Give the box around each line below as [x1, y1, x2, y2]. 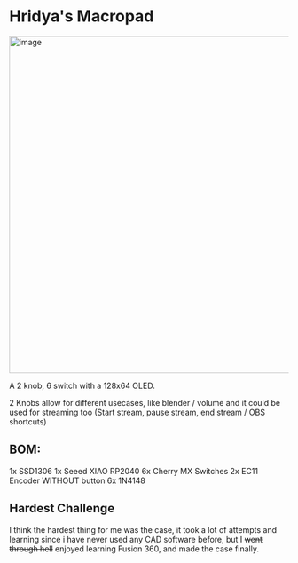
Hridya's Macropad [9, 6, 154, 27]
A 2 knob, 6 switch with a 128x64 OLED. [9, 380, 155, 391]
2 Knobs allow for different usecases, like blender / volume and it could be [9, 397, 281, 408]
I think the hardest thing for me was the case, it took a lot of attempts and [9, 524, 278, 535]
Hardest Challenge [9, 501, 115, 516]
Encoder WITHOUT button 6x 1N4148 [9, 475, 146, 486]
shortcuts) [9, 416, 47, 427]
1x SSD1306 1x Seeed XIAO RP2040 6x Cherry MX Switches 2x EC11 [9, 465, 259, 476]
